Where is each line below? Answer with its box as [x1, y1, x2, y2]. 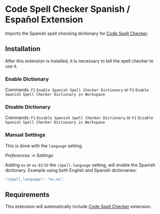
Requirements [5, 190, 50, 199]
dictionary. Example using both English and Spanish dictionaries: [5, 167, 137, 173]
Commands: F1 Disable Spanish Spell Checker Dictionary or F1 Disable [5, 115, 154, 121]
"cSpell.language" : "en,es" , [5, 177, 65, 182]
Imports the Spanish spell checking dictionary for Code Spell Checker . [5, 30, 149, 36]
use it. [5, 63, 18, 69]
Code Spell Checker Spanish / [5, 3, 130, 15]
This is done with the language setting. [5, 143, 83, 149]
